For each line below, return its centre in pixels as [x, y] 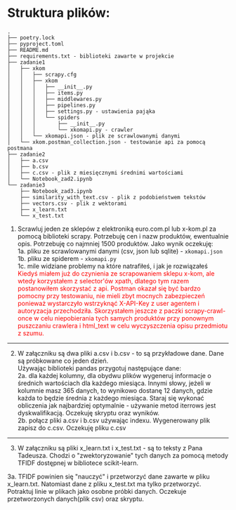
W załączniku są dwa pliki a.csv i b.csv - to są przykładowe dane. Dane [121, 353]
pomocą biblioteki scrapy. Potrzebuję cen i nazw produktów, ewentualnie [123, 236]
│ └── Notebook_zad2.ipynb [50, 179]
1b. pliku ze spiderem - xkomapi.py [67, 258]
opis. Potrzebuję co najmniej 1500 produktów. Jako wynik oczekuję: [115, 243]
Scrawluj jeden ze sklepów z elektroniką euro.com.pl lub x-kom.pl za [117, 229]
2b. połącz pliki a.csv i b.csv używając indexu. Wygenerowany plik [114, 420]
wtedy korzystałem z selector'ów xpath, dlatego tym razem [103, 281]
